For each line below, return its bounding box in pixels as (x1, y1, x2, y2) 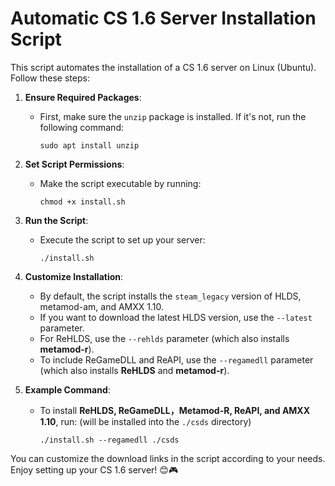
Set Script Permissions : (24, 158, 125, 170)
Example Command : (24, 383, 111, 396)
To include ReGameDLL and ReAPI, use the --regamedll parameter (39, 353, 314, 366)
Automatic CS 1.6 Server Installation (10, 7, 317, 30)
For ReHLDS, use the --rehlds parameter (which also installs (39, 332, 290, 344)
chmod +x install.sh (39, 197, 126, 207)
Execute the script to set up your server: (39, 233, 206, 246)
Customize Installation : (24, 270, 124, 282)
